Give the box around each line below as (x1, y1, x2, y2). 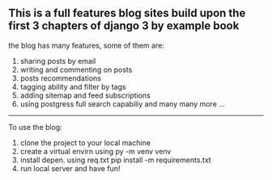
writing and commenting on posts (19, 65, 133, 74)
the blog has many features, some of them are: (8, 40, 164, 50)
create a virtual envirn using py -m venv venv (19, 146, 172, 156)
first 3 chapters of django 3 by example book (8, 19, 240, 33)
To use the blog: (8, 122, 62, 132)
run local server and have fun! (19, 163, 121, 173)
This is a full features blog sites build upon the (8, 6, 246, 20)
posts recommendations (19, 73, 101, 83)
